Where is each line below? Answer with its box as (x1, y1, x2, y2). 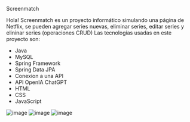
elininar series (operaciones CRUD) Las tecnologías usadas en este (6, 29, 172, 36)
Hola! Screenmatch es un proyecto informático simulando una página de (6, 17, 184, 23)
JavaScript (14, 98, 42, 105)
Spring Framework (14, 60, 61, 67)
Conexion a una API (14, 73, 64, 79)
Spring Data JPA (14, 66, 56, 73)
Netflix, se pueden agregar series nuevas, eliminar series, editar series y (6, 23, 184, 30)
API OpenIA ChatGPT (14, 79, 68, 86)
